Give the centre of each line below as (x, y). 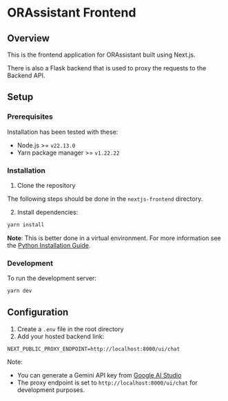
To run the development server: (52, 278)
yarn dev (20, 291)
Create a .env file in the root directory (70, 329)
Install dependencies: (48, 212)
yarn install (26, 225)
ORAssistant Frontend (72, 13)
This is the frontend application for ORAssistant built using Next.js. (101, 55)
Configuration (38, 312)
